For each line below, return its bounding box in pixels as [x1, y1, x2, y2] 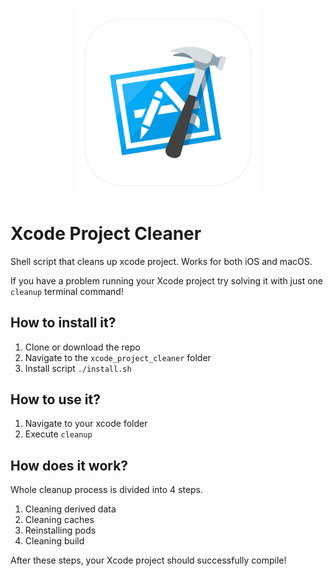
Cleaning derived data [24, 503, 117, 515]
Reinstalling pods [24, 524, 97, 537]
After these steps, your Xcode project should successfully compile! [10, 554, 287, 567]
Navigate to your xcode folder [24, 418, 148, 430]
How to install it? [10, 314, 117, 332]
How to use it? [10, 391, 101, 408]
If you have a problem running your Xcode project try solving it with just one [10, 274, 324, 287]
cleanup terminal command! [10, 285, 124, 297]
